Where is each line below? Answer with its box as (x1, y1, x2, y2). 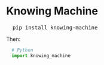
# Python (11, 47, 33, 53)
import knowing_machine (11, 52, 71, 58)
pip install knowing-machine (12, 24, 98, 31)
